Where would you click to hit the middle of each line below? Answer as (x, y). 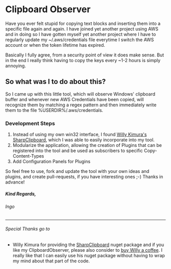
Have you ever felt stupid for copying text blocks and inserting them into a (83, 23)
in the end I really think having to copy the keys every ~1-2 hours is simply (83, 60)
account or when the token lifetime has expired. (55, 45)
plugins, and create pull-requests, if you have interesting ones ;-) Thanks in (84, 177)
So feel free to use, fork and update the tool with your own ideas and (77, 171)
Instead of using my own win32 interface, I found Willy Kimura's (80, 134)
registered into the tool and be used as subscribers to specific (78, 151)
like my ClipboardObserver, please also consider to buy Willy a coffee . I (88, 250)
